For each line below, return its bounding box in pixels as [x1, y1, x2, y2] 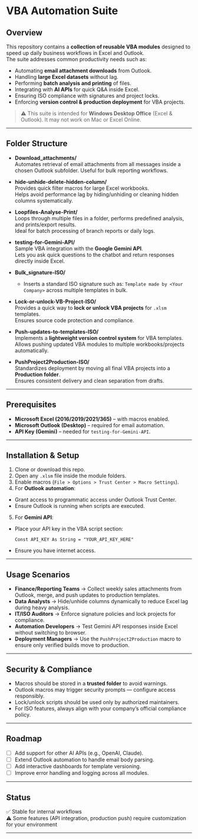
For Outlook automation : [14, 485, 75, 492]
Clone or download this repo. [14, 466, 85, 473]
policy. [14, 711, 31, 718]
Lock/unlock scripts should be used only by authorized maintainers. [14, 699, 180, 706]
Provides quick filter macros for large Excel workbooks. [14, 184, 149, 191]
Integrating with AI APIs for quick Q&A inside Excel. [14, 86, 140, 93]
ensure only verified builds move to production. [14, 642, 130, 649]
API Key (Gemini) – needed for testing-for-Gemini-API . [14, 428, 151, 435]
